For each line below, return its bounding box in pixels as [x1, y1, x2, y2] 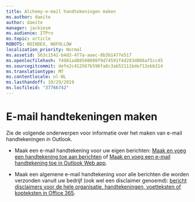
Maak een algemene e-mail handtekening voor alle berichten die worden [14, 170, 190, 177]
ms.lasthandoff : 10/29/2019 [6, 80, 75, 85]
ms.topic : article [6, 36, 51, 42]
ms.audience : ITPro [6, 30, 54, 36]
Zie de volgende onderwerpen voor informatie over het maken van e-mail [6, 129, 183, 136]
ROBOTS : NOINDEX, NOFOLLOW [6, 42, 72, 47]
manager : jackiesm [6, 25, 51, 31]
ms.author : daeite [6, 14, 51, 20]
